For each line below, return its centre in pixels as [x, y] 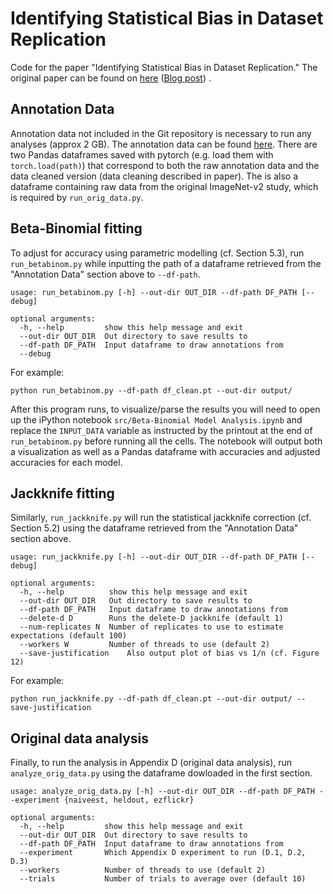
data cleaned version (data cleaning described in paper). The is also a [154, 176]
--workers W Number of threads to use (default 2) [145, 645]
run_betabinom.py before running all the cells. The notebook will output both [166, 441]
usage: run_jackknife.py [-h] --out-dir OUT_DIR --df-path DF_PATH [154, 557]
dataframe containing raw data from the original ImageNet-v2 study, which [164, 186]
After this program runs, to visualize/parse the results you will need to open [165, 409]
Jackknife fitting [62, 493]
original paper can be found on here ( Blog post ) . [111, 78]
